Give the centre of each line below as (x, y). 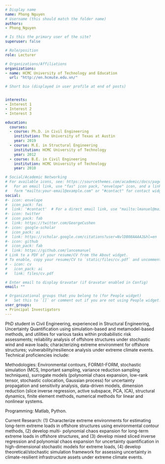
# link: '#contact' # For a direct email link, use (61, 209)
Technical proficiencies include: (37, 355)
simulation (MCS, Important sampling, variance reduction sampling (72, 370)
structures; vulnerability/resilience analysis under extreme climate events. (80, 350)
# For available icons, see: (35, 182)
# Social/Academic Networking (36, 177)
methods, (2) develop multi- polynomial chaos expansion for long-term (77, 431)
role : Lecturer (21, 55)
